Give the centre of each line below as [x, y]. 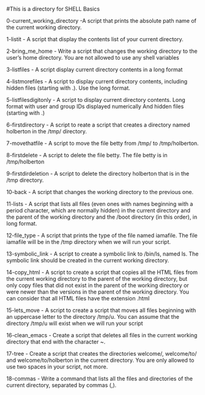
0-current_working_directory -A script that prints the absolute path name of [102, 21]
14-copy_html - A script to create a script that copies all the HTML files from [102, 272]
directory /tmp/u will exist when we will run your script [75, 323]
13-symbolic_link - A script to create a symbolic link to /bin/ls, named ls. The [102, 254]
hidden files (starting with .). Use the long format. [68, 88]
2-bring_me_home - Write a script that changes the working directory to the [102, 51]
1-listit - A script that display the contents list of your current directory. [95, 39]
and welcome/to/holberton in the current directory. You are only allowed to [100, 360]
